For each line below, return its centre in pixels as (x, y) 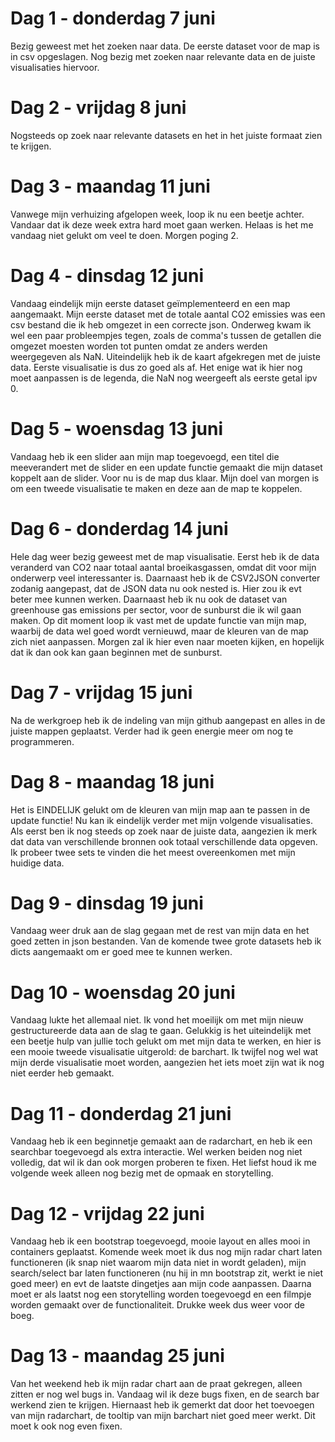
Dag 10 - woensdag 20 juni (123, 992)
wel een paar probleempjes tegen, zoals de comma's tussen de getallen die (166, 335)
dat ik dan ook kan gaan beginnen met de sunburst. (116, 652)
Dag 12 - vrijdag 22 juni (107, 1213)
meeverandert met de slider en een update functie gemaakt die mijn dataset (166, 467)
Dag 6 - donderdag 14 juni (119, 528)
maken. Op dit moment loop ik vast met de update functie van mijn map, (158, 620)
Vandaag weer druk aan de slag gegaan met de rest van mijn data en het (160, 931)
